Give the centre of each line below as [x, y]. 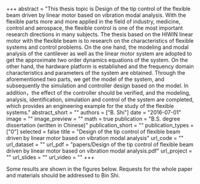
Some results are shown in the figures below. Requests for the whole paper [99, 169]
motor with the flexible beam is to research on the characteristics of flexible [100, 41]
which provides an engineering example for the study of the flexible [90, 106]
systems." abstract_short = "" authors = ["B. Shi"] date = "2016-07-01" [94, 112]
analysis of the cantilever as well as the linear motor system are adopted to [99, 53]
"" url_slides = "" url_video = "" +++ [50, 157]
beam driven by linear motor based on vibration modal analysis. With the [96, 15]
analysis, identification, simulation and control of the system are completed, [100, 100]
